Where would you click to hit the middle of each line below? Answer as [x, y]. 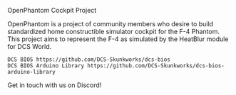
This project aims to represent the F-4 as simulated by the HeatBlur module [118, 39]
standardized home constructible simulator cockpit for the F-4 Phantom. [113, 32]
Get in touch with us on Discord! [55, 85]
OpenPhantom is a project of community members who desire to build [111, 24]
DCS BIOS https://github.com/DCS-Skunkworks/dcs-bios [89, 60]
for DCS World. [30, 46]
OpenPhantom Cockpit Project [52, 10]
